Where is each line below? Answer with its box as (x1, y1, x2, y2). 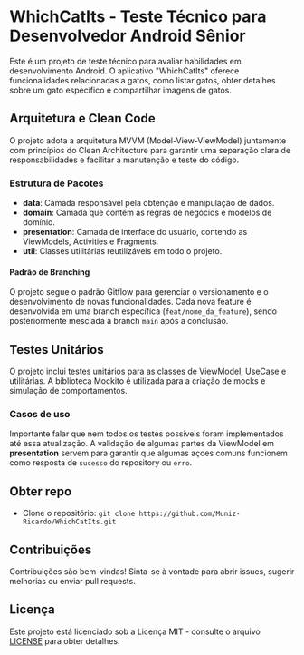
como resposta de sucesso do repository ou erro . (9, 457, 193, 468)
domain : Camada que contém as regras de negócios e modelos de (22, 207, 272, 219)
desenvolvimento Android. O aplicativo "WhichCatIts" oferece (9, 65, 240, 76)
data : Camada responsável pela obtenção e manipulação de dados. (22, 198, 275, 209)
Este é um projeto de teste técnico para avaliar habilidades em (9, 55, 242, 66)
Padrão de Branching (9, 266, 90, 278)
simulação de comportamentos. (9, 386, 128, 396)
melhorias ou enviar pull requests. (9, 575, 136, 586)
